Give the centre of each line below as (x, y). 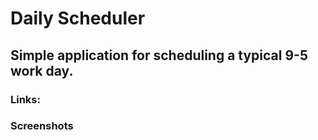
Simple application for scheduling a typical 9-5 (159, 55)
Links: (25, 99)
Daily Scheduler (78, 18)
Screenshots (42, 126)
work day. (42, 70)
